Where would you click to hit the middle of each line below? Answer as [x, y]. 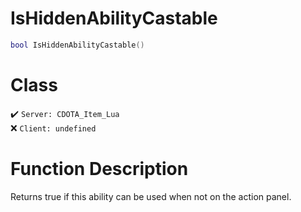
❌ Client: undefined [53, 128]
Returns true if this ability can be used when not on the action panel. [151, 196]
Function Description [99, 168]
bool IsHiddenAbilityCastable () [77, 45]
